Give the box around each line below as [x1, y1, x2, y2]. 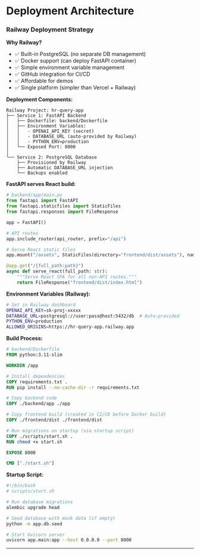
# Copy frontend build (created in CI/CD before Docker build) [6, 411, 167, 418]
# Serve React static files [6, 246, 76, 253]
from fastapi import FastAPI [6, 198, 79, 204]
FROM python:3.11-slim [6, 352, 62, 358]
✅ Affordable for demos [14, 77, 73, 85]
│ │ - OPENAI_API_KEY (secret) [6, 128, 95, 135]
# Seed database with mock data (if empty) [6, 515, 116, 521]
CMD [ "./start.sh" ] [6, 460, 55, 466]
